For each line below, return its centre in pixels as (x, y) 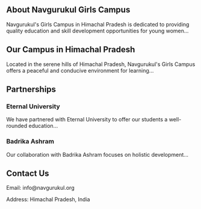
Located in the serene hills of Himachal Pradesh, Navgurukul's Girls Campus (101, 64)
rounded (17, 126)
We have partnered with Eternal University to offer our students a (87, 120)
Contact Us (28, 173)
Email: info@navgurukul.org (40, 188)
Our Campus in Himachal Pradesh (71, 50)
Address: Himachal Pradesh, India (48, 199)
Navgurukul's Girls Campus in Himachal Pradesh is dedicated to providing (98, 24)
